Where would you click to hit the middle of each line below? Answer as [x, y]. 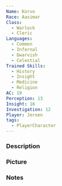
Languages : [19, 39]
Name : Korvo [20, 11]
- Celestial [26, 60]
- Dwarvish [25, 55]
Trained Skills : [26, 66]
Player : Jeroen [25, 115]
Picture [17, 161]
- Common [22, 44]
